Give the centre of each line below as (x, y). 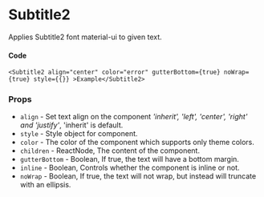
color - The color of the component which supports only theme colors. (137, 143)
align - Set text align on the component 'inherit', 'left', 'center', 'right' (134, 117)
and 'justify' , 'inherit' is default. (71, 125)
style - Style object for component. (79, 134)
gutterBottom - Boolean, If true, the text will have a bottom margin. (129, 159)
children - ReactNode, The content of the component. (110, 151)
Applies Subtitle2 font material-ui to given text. (85, 37)
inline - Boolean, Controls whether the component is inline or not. (130, 168)
